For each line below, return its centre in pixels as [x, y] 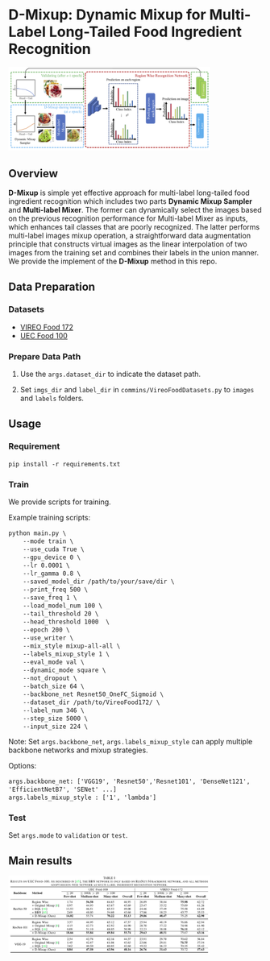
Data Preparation [52, 286]
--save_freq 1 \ [50, 598]
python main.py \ [37, 533]
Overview [33, 174]
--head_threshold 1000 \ [66, 622]
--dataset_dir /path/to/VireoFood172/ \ [91, 702]
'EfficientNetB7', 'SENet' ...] [62, 790]
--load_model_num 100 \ [63, 606]
